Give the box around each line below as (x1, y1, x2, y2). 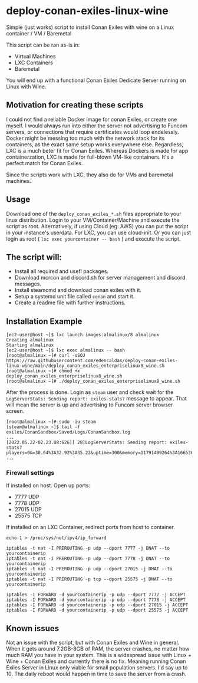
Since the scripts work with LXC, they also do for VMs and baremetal (6, 171, 173, 178)
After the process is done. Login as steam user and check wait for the (6, 389, 174, 396)
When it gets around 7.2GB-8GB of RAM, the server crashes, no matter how (6, 645, 190, 652)
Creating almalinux (6, 337, 54, 343)
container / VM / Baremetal (6, 29, 72, 37)
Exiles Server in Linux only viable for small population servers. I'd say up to (6, 664, 188, 671)
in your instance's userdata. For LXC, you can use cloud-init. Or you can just (6, 229, 192, 236)
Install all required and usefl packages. (14, 268, 109, 275)
